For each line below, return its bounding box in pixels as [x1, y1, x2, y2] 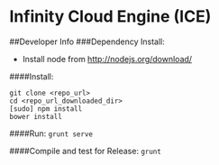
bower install [9, 112, 63, 121]
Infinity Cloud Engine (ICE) [9, 6, 212, 27]
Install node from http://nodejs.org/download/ [22, 53, 192, 64]
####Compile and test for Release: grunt [9, 145, 162, 156]
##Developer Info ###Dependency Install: [9, 36, 165, 47]
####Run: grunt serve [9, 128, 93, 139]
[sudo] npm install [9, 104, 83, 114]
